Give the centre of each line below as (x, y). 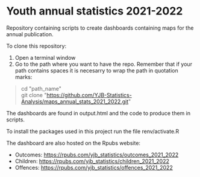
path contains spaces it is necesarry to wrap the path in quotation (97, 70)
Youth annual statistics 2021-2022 (95, 11)
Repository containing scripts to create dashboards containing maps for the (100, 28)
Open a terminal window (45, 57)
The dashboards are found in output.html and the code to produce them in (98, 113)
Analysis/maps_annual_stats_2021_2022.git (75, 101)
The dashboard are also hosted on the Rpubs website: (73, 143)
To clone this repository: (36, 46)
